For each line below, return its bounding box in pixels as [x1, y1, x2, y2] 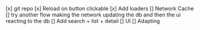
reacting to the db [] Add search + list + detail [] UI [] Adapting [5, 18, 160, 24]
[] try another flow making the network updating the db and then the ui [5, 11, 181, 18]
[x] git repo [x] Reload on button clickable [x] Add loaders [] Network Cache [5, 5, 194, 12]
